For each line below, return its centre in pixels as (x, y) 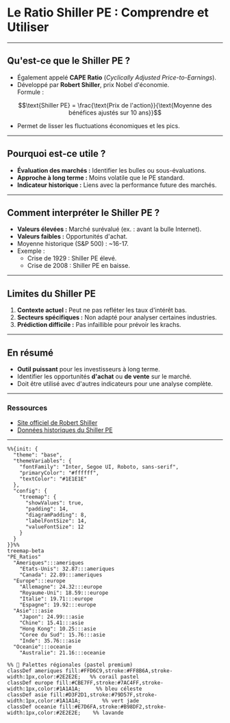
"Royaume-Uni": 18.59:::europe (64, 593)
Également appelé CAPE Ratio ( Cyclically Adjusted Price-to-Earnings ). (117, 77)
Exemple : (31, 251)
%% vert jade (120, 701)
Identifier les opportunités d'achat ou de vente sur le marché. (104, 376)
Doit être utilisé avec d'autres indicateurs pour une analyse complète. (115, 384)
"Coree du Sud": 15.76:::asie (63, 635)
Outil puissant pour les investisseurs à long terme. (88, 369)
